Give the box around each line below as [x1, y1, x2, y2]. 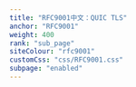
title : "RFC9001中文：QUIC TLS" [9, 13, 128, 23]
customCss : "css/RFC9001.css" [9, 55, 124, 64]
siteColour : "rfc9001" [9, 47, 95, 56]
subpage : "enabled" [9, 64, 83, 73]
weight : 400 [9, 30, 54, 39]
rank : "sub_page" [9, 38, 75, 48]
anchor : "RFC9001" [9, 22, 79, 31]
